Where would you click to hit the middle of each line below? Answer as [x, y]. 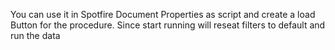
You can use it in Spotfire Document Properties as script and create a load [163, 14]
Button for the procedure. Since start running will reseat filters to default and [168, 25]
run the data [35, 35]
